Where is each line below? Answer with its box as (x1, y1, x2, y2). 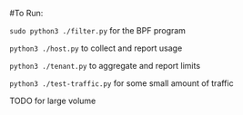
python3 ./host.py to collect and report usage (9, 43, 183, 53)
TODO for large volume (9, 95, 96, 106)
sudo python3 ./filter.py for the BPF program (9, 25, 187, 35)
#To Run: (9, 8, 44, 18)
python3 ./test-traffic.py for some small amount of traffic (9, 78, 234, 89)
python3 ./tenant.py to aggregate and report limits (9, 61, 201, 71)
